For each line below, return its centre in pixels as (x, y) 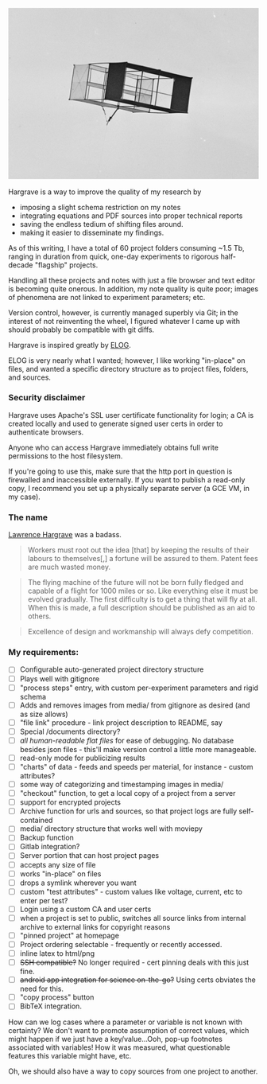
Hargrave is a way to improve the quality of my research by (105, 192)
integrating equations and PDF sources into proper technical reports (131, 216)
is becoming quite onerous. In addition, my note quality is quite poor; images (133, 289)
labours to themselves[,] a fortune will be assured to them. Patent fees (143, 559)
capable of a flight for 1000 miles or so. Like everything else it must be (143, 591)
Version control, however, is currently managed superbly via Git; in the (123, 312)
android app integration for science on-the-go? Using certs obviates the (137, 980)
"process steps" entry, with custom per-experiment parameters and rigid (139, 688)
